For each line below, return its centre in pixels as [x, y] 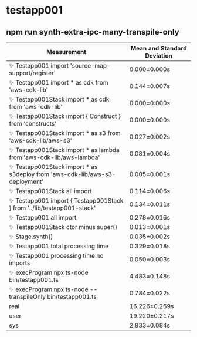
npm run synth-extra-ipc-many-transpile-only [93, 32]
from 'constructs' [33, 124]
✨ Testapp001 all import [43, 218]
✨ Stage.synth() [31, 237]
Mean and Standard [159, 48]
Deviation [159, 55]
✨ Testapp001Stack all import [50, 191]
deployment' [26, 181]
